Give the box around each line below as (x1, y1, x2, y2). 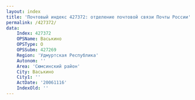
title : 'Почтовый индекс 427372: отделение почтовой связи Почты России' (6, 14, 191, 20)
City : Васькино (16, 69, 54, 75)
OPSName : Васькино (16, 36, 62, 42)
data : (6, 25, 19, 31)
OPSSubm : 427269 (16, 47, 57, 53)
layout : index (6, 8, 41, 15)
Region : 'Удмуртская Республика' (16, 52, 99, 58)
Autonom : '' (16, 58, 46, 64)
